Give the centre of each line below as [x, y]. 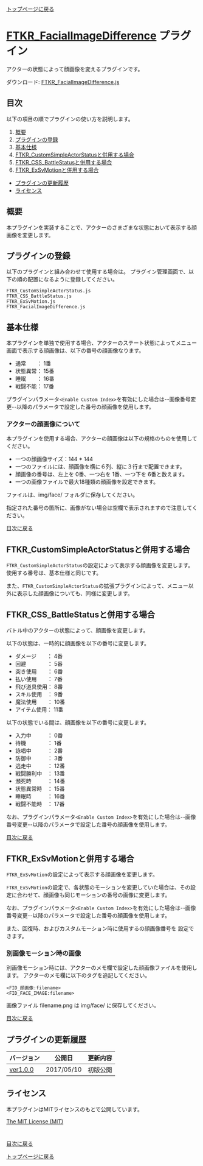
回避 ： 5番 [39, 664]
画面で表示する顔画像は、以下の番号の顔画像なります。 [75, 351]
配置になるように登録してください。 [73, 280]
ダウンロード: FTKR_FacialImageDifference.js [63, 82]
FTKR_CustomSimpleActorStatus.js [49, 291]
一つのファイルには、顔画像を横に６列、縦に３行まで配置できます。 [100, 467]
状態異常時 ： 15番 [40, 789]
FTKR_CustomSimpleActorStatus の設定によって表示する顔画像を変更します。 [100, 565]
